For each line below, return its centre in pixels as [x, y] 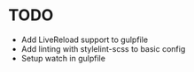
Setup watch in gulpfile [63, 58]
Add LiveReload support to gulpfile [84, 40]
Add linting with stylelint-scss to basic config [103, 48]
